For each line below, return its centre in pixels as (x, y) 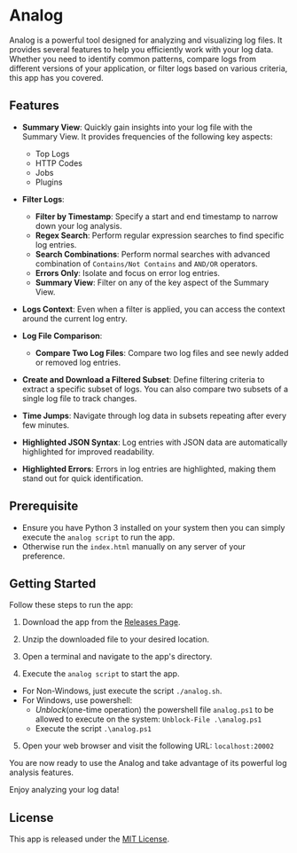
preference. (43, 556)
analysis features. (41, 772)
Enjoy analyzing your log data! (64, 790)
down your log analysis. (78, 225)
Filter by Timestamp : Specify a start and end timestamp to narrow (156, 216)
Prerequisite (44, 506)
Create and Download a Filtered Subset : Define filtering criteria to (143, 379)
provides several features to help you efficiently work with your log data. (141, 49)
